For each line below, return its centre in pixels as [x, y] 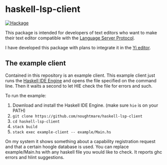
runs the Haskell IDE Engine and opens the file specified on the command [81, 80]
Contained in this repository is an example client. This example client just [80, 75]
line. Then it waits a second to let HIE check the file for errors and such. [79, 86]
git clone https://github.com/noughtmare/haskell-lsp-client [77, 116]
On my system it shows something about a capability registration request [80, 141]
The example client [35, 63]
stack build [25, 127]
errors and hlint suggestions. [35, 157]
